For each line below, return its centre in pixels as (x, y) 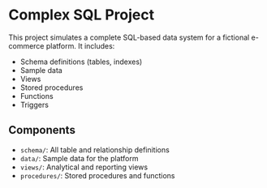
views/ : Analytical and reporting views (84, 167)
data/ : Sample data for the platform (79, 158)
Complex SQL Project (82, 15)
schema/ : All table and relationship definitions (95, 150)
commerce (26, 45)
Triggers (34, 105)
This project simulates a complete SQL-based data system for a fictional (129, 37)
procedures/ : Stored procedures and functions (97, 175)
